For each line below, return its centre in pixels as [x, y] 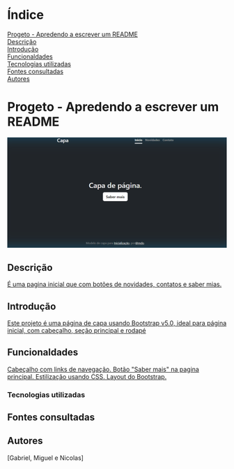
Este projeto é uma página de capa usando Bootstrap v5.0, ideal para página [117, 323]
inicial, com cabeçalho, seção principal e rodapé [77, 330]
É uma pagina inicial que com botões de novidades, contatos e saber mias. [115, 284]
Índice [25, 15]
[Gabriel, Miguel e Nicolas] [45, 458]
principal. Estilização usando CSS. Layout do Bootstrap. [87, 376]
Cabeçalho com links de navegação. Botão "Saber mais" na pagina [103, 369]
